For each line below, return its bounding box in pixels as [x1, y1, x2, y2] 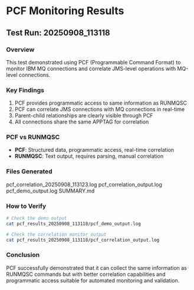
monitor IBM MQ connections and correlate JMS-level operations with [6, 65, 176, 72]
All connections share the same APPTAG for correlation [14, 118, 149, 125]
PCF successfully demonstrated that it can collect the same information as [6, 264, 188, 271]
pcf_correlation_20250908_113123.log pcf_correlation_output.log [6, 181, 162, 188]
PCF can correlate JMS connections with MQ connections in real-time [14, 106, 185, 113]
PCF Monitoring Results [6, 4, 124, 18]
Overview [6, 45, 35, 54]
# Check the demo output [6, 216, 67, 221]
